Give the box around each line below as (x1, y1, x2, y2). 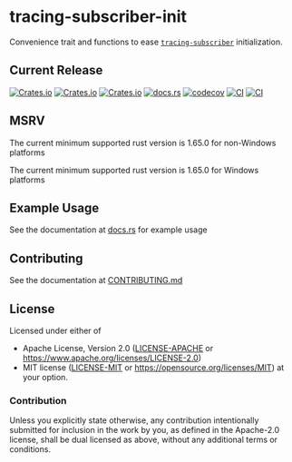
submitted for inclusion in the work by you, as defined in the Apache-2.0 (9, 425, 279, 436)
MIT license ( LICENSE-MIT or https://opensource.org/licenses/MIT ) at (22, 362, 285, 373)
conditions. (9, 444, 52, 455)
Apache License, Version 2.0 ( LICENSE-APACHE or (22, 343, 214, 353)
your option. (22, 372, 68, 382)
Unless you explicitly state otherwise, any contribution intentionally (9, 415, 259, 426)
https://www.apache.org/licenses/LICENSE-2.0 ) (22, 352, 202, 363)
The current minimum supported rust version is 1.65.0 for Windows (9, 164, 259, 175)
